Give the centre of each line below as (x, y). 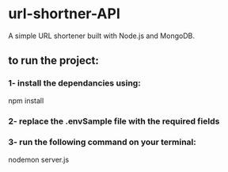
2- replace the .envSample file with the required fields (114, 121)
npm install (26, 101)
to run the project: (53, 61)
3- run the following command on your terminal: (102, 142)
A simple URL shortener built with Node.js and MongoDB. (102, 36)
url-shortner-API (64, 14)
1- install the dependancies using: (74, 83)
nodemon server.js (39, 159)
